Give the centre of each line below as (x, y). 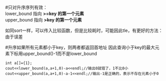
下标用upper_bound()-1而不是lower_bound (53, 53)
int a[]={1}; (19, 63)
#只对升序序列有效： (26, 7)
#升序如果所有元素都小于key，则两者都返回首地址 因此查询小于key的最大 (80, 47)
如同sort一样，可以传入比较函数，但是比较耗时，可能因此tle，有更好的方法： (84, 30)
